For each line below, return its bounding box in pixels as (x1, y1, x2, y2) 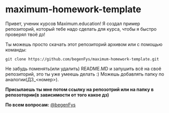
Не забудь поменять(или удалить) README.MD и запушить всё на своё (5, 65, 161, 72)
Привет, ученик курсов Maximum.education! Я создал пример (5, 20, 140, 27)
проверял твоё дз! (5, 31, 46, 37)
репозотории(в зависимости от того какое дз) (5, 92, 109, 98)
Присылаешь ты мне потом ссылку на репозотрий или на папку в (5, 86, 154, 93)
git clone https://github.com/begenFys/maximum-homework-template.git (5, 56, 159, 62)
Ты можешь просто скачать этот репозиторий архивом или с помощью (5, 41, 163, 47)
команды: (5, 47, 27, 53)
